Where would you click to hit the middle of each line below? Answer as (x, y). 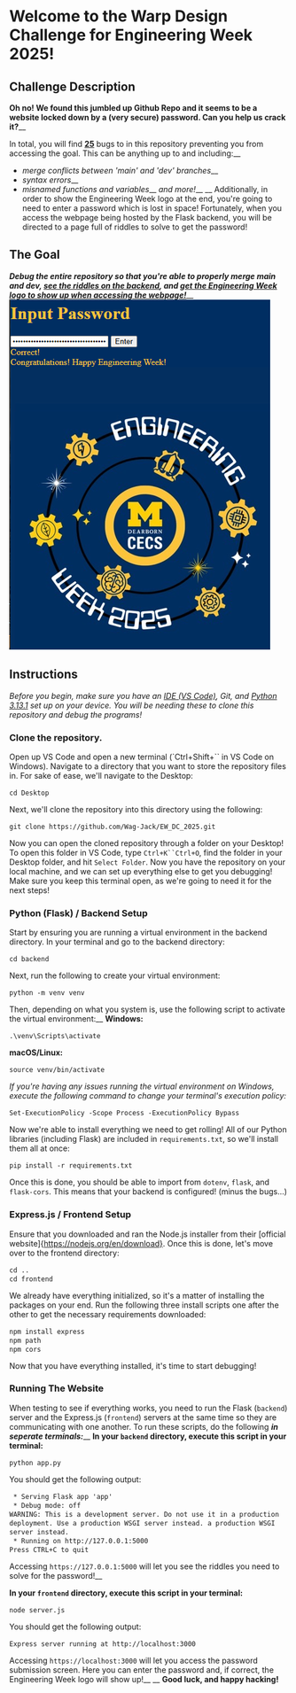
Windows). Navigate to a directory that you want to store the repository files (148, 766)
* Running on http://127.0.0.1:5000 (81, 1541)
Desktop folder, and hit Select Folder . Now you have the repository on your (148, 862)
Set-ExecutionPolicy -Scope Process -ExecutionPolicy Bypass (125, 1114)
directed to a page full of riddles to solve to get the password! (135, 227)
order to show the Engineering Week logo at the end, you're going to (147, 198)
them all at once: (40, 1148)
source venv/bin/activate (57, 1070)
